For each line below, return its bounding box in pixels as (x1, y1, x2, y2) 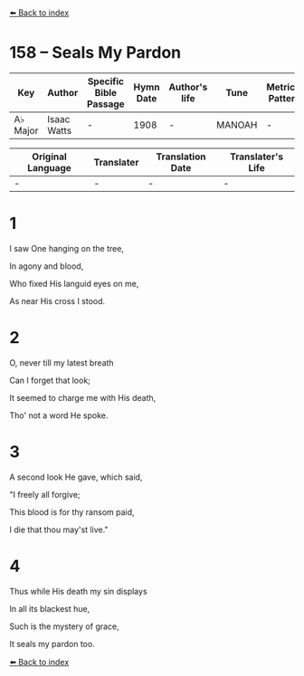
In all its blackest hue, (9, 603, 90, 614)
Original (31, 150, 68, 163)
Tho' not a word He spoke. (9, 410, 109, 421)
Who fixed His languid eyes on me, (9, 278, 139, 289)
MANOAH (216, 119, 258, 131)
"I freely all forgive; (9, 489, 81, 500)
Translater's (229, 150, 283, 163)
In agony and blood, (9, 261, 84, 271)
